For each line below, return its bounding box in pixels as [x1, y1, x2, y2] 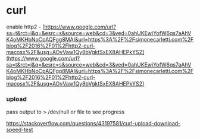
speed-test [6, 126, 33, 134]
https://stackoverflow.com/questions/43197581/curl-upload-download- [6, 120, 181, 127]
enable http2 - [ [6, 23, 45, 30]
